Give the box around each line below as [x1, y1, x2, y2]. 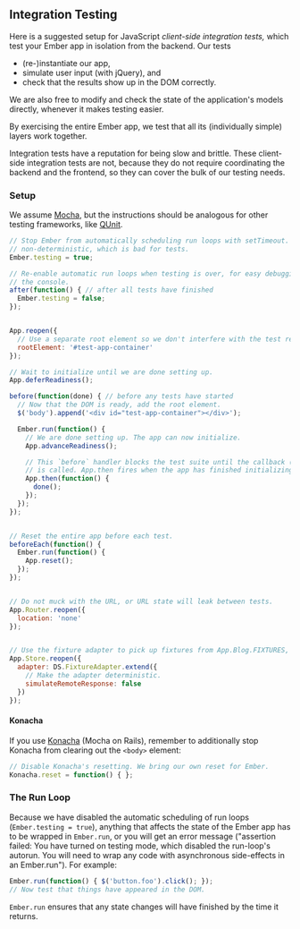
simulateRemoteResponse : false [25, 679, 142, 688]
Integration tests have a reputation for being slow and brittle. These [9, 148, 257, 158]
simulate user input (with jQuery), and [21, 67, 162, 78]
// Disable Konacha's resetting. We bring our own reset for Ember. [9, 762, 270, 771]
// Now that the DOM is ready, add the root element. [17, 400, 221, 410]
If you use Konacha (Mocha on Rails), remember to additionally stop [9, 735, 259, 746]
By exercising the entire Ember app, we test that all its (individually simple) [9, 121, 283, 132]
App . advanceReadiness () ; [25, 441, 118, 450]
